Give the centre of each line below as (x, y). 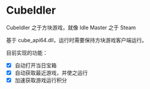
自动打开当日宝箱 (36, 65)
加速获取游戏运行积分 (41, 80)
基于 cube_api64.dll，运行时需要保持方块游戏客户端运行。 (76, 40)
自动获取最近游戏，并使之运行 (51, 73)
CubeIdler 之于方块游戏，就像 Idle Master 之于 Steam (71, 27)
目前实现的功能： (27, 53)
